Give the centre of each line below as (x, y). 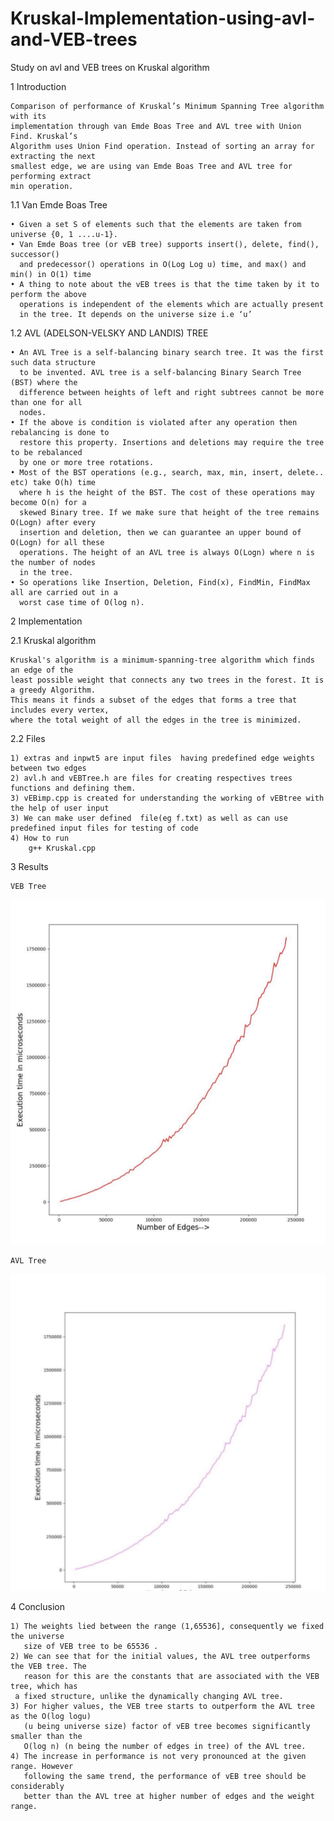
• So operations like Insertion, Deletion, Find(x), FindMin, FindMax (160, 582)
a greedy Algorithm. (53, 690)
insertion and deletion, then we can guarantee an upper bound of (160, 532)
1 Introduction (38, 86)
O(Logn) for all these (57, 542)
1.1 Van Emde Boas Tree (59, 204)
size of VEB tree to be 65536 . (91, 1647)
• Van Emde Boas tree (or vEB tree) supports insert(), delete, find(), (165, 244)
